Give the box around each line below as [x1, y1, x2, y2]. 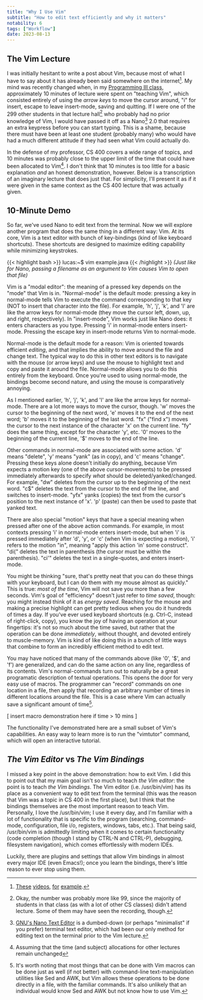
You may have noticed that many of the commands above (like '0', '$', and [7, 655, 190, 662]
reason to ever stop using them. [7, 865, 86, 873]
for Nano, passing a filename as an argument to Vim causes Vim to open [7, 265, 189, 272]
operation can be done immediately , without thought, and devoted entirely [7, 630, 192, 637]
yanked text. [7, 505, 38, 512]
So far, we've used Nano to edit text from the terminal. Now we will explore [7, 221, 193, 229]
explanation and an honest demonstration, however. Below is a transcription [7, 168, 195, 176]
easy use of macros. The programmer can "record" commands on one [7, 680, 182, 688]
